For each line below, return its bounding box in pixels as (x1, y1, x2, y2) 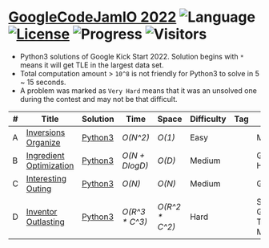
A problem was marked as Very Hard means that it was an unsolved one (19, 85, 258, 96)
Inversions (26, 127, 66, 138)
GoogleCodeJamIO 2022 (8, 8, 177, 26)
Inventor (26, 205, 58, 217)
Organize (26, 136, 61, 148)
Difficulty (189, 113, 227, 124)
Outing (26, 183, 52, 194)
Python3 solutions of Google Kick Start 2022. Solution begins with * (19, 51, 244, 61)
